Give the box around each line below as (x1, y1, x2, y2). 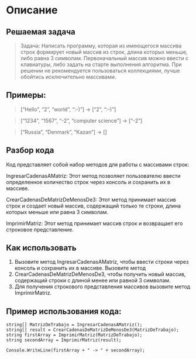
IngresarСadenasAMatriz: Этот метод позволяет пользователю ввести (6, 172, 181, 179)
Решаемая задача (6, 27, 76, 37)
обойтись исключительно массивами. (20, 74, 116, 80)
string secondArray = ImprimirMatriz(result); (6, 337, 122, 343)
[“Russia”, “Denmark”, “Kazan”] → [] (20, 128, 107, 135)
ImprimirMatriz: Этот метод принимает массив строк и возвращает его (6, 220, 183, 227)
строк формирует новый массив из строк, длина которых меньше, (20, 49, 188, 56)
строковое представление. (6, 226, 74, 233)
